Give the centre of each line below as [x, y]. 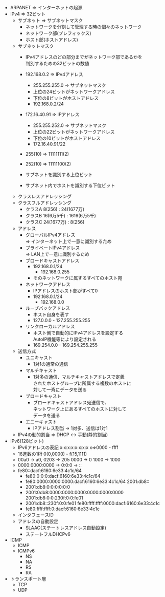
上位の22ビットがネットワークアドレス [74, 132]
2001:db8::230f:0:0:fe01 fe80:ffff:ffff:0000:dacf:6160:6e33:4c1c [92, 503]
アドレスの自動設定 [38, 521]
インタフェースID [36, 515]
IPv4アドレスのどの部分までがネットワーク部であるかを [84, 57]
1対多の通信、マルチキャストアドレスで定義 [79, 377]
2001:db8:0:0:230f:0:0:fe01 [54, 498]
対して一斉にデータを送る [60, 390]
